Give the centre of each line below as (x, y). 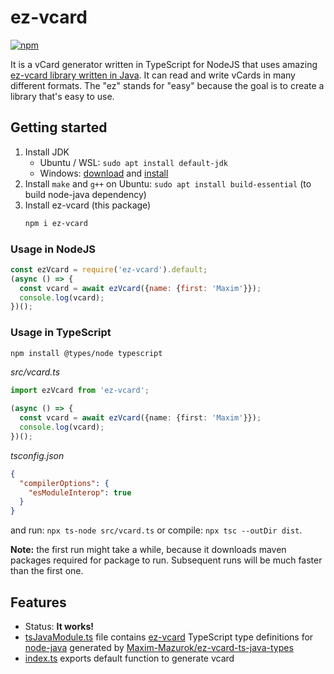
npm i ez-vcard (56, 223)
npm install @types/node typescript (86, 353)
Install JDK (47, 152)
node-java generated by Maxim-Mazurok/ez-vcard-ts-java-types (159, 648)
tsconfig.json (37, 455)
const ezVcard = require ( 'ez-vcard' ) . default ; (109, 269)
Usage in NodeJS (53, 249)
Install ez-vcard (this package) (88, 205)
